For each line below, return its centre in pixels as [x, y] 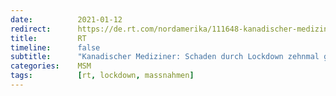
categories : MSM [51, 66]
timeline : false [55, 47]
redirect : [31, 29]
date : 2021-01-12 [66, 19]
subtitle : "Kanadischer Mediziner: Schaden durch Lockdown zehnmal [165, 57]
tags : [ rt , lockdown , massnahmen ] [102, 76]
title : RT [48, 38]
